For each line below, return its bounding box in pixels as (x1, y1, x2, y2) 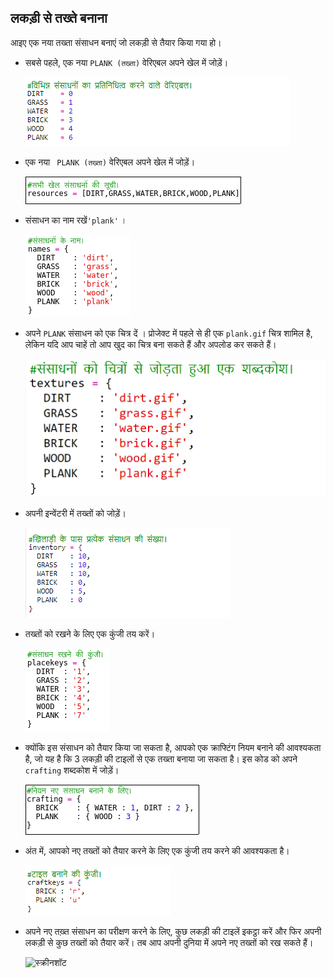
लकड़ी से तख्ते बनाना (10, 10, 108, 27)
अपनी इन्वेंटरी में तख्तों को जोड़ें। (24, 507, 127, 519)
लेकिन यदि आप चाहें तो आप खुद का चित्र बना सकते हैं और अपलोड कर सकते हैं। (24, 338, 277, 350)
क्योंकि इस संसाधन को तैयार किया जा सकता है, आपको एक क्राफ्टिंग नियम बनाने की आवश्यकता (24, 741, 322, 753)
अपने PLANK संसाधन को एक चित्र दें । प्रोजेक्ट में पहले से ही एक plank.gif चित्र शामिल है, (24, 327, 313, 339)
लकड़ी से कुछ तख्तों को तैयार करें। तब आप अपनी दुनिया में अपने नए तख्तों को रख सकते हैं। (24, 936, 314, 948)
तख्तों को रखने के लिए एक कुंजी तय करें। (24, 627, 156, 640)
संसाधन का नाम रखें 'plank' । (24, 214, 128, 226)
